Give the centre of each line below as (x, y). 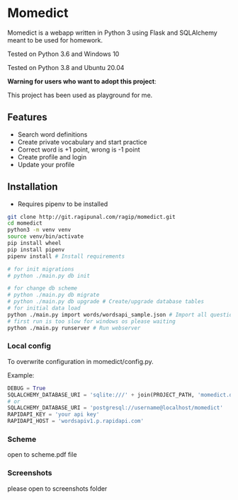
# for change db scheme (42, 288)
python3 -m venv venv (39, 230)
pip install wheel (34, 243)
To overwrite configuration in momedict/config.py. (80, 361)
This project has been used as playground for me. (80, 95)
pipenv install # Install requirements (66, 256)
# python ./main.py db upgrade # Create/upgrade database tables (106, 302)
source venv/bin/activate (45, 237)
